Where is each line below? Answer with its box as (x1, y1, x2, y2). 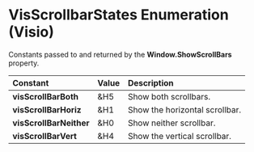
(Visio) (8, 23, 55, 41)
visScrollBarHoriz (12, 103, 82, 115)
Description (128, 77, 174, 88)
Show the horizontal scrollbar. (128, 103, 242, 115)
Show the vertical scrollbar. (128, 130, 232, 141)
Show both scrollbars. (128, 91, 211, 102)
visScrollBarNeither (12, 117, 90, 129)
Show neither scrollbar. (128, 117, 216, 129)
